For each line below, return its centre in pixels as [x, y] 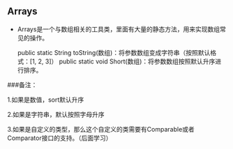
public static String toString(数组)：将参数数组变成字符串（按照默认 [114, 52]
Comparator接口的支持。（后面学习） [60, 138]
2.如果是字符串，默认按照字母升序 [56, 114]
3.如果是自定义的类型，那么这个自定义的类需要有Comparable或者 [101, 129]
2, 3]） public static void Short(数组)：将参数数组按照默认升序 [127, 61]
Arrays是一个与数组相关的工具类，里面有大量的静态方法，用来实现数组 [119, 29]
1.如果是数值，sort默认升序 [46, 100]
